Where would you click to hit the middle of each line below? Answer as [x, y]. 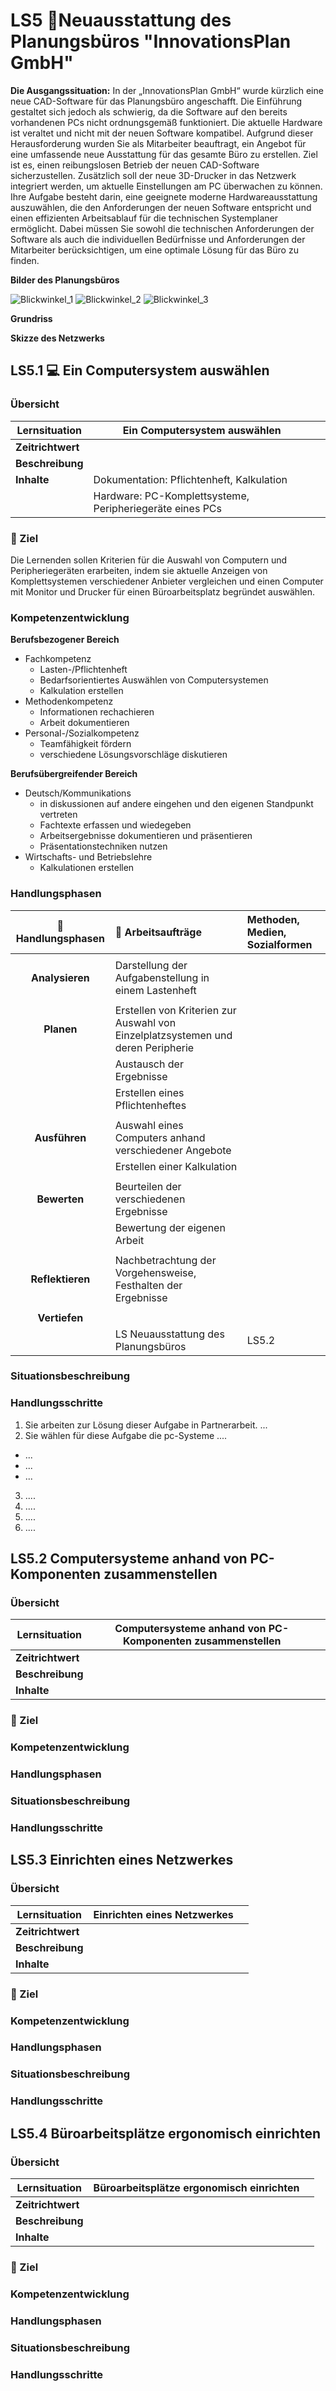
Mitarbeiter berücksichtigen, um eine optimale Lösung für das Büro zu [154, 250]
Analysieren [60, 977]
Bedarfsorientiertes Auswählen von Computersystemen [154, 680]
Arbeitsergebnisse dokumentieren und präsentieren [146, 836]
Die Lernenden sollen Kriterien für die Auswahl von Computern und [149, 560]
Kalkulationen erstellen [87, 868]
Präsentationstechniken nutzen [103, 846]
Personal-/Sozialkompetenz [82, 733]
